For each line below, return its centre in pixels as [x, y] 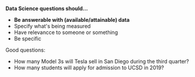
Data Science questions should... [47, 9]
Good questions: [25, 50]
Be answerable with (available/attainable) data [72, 20]
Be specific [28, 38]
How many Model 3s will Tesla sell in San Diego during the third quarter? [101, 61]
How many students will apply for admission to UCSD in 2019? [89, 68]
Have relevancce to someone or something [66, 32]
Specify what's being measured [52, 26]
